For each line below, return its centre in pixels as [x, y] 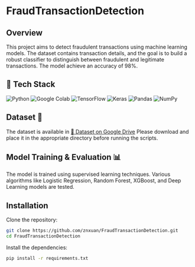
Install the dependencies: [37, 247]
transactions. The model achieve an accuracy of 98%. [72, 66]
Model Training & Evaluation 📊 [64, 157]
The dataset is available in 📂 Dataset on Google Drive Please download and [97, 131]
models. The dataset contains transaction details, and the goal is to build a [97, 53]
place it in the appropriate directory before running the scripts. [82, 138]
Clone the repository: [32, 220]
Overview [25, 33]
